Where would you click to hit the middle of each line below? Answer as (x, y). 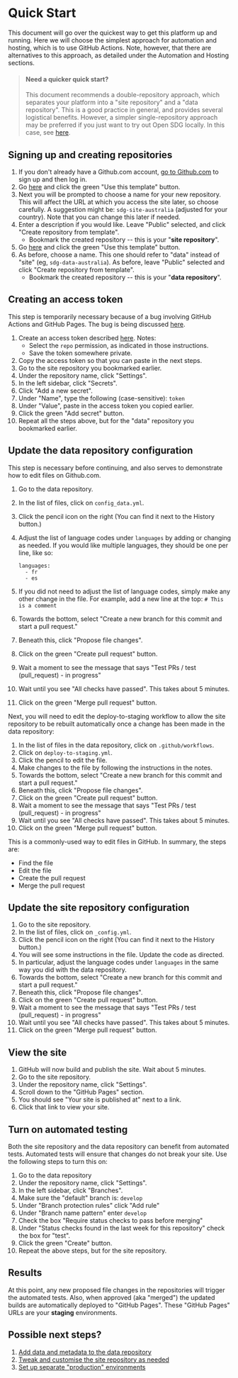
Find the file (36, 863)
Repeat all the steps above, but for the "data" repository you (106, 420)
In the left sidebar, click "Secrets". (68, 383)
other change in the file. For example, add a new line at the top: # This (121, 599)
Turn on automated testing (68, 1130)
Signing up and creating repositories (90, 155)
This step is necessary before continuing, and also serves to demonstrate (115, 467)
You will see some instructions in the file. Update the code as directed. (121, 955)
